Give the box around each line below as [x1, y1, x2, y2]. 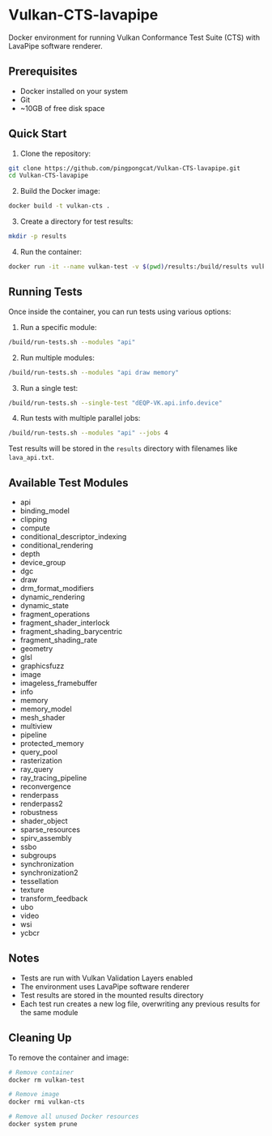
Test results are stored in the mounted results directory [19, 990, 204, 1000]
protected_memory [19, 739, 84, 748]
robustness [19, 808, 58, 817]
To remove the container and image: [8, 1052, 130, 1062]
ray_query [19, 765, 54, 774]
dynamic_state [19, 601, 69, 611]
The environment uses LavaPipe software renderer [19, 981, 190, 991]
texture [19, 885, 45, 895]
